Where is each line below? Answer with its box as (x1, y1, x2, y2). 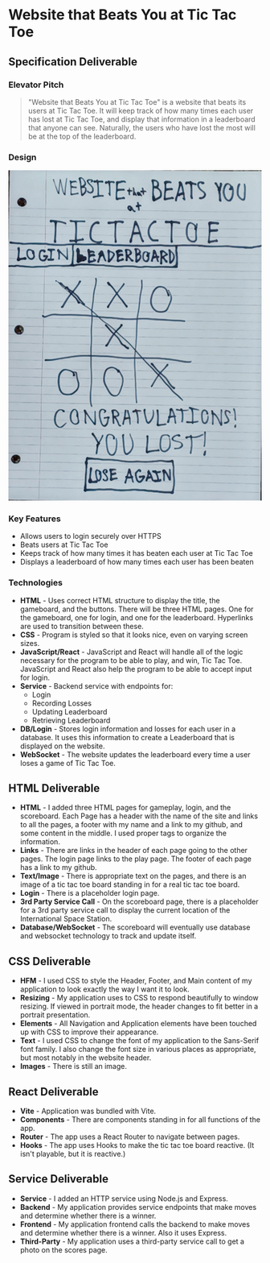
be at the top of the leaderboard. (27, 131, 137, 141)
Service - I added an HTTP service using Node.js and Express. (19, 1194, 229, 1203)
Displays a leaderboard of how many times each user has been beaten (19, 557, 255, 567)
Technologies (8, 578, 63, 589)
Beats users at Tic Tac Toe (19, 540, 108, 549)
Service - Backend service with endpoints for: (19, 681, 174, 690)
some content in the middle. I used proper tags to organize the (19, 828, 227, 839)
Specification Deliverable (8, 55, 138, 68)
